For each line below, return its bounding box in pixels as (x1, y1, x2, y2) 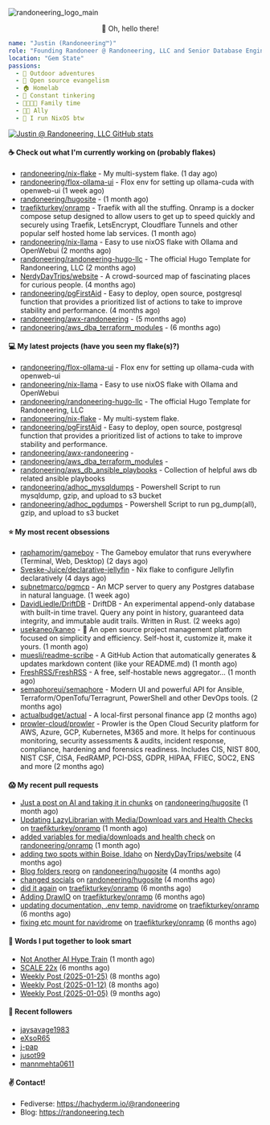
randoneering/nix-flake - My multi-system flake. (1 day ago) (19, 168, 219, 178)
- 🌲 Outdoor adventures (15, 69, 95, 77)
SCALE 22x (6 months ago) (19, 962, 110, 972)
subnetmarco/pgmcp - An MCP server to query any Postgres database (19, 582, 255, 592)
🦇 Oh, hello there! (101, 24, 159, 33)
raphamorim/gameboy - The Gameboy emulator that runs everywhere (19, 548, 252, 557)
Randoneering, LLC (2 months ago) (19, 263, 137, 272)
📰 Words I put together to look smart (8, 937, 132, 946)
